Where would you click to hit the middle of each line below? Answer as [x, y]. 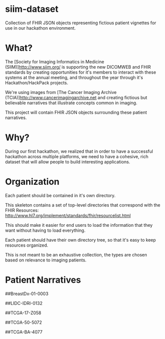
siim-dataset [32, 9]
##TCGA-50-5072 [24, 322]
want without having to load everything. [45, 230]
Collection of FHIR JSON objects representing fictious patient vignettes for [81, 23]
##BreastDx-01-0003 [27, 294]
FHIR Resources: [22, 210]
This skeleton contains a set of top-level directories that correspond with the [83, 205]
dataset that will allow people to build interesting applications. [68, 162]
